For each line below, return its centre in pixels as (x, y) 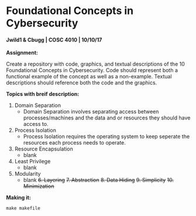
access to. (36, 124)
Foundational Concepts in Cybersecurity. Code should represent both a (92, 70)
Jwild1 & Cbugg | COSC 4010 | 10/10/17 (54, 40)
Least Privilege (32, 162)
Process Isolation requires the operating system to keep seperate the (106, 136)
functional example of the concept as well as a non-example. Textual (89, 77)
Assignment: (22, 53)
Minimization (39, 186)
